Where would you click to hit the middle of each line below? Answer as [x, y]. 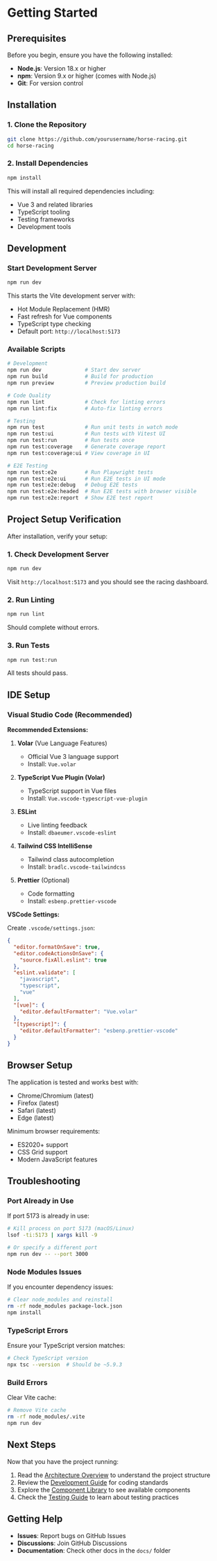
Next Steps [32, 1445]
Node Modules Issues [44, 1272]
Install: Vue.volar [52, 764]
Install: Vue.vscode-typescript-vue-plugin [87, 799]
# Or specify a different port [52, 1248]
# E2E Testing [28, 466]
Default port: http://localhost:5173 [69, 332]
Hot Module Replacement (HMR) [63, 309]
